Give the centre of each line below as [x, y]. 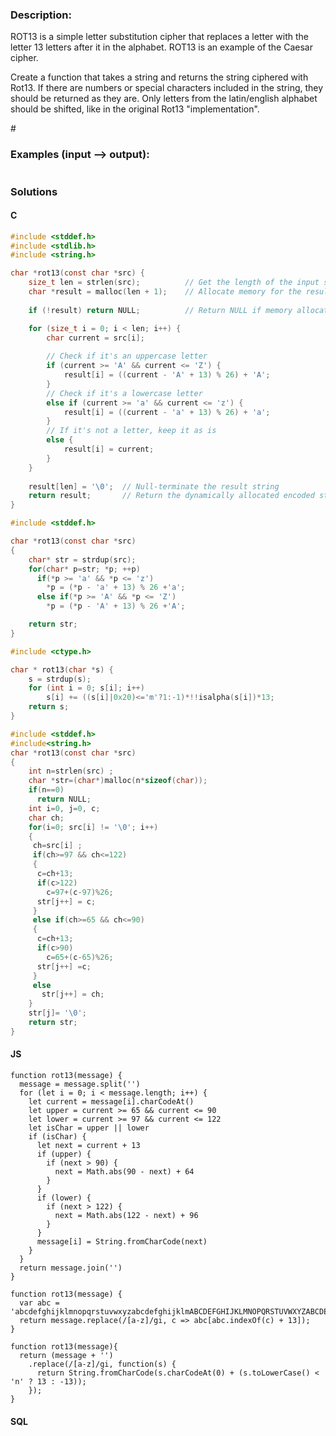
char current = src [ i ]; [95, 338]
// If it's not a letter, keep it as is [131, 431]
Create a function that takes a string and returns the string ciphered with [159, 77]
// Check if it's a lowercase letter [124, 393]
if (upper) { [64, 1154]
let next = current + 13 [88, 1146]
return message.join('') [71, 1268]
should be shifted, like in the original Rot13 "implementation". [135, 109]
